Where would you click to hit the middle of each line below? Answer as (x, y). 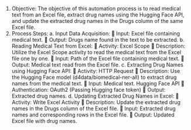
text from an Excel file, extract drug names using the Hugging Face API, (98, 15)
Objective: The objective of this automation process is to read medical (96, 9)
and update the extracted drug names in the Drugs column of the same (97, 21)
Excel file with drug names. (44, 121)
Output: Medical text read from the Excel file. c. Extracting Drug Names (97, 65)
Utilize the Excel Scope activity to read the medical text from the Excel (96, 52)
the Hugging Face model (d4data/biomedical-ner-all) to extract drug (94, 77)
